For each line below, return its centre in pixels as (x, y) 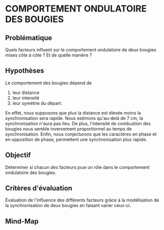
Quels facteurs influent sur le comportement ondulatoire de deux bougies (81, 50)
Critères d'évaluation (39, 188)
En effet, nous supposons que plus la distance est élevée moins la (73, 112)
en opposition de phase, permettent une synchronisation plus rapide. (76, 139)
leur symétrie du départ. (37, 103)
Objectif (18, 155)
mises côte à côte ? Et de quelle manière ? (49, 55)
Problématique (29, 38)
